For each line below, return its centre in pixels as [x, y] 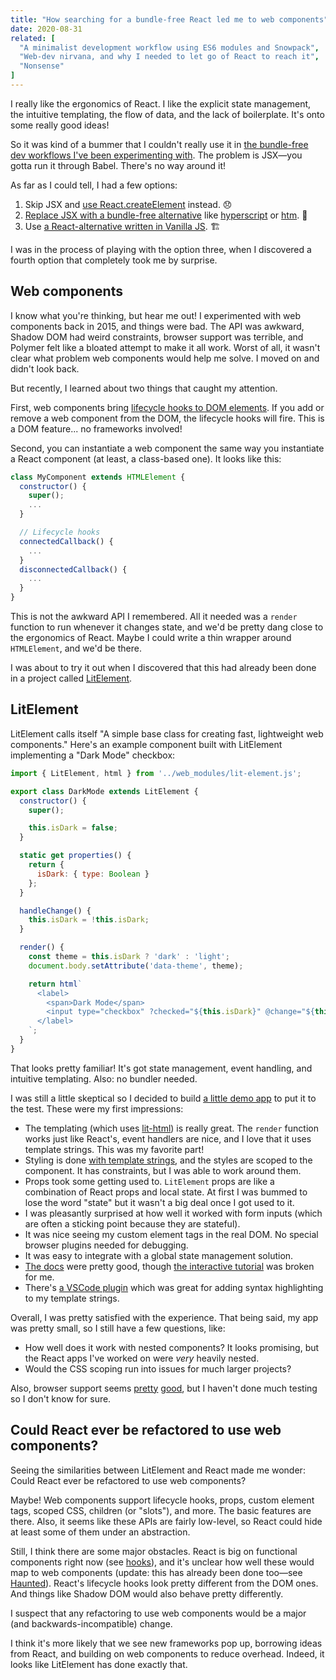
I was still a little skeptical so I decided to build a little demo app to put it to [163, 1098]
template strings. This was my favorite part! [114, 1149]
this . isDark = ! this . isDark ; [89, 920]
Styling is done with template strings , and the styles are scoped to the [168, 1160]
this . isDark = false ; [73, 828]
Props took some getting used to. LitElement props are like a [149, 1181]
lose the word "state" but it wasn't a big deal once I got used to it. [159, 1202]
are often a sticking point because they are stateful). [132, 1223]
